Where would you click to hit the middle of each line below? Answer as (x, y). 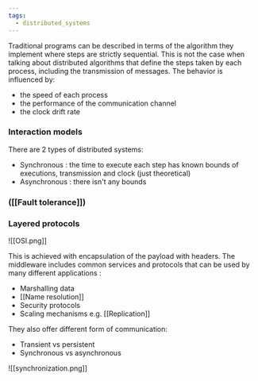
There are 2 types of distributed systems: (76, 149)
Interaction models (46, 132)
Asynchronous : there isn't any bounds (83, 181)
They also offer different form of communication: (88, 329)
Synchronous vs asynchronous (70, 353)
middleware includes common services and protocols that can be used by (129, 265)
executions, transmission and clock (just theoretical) (105, 173)
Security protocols (50, 306)
